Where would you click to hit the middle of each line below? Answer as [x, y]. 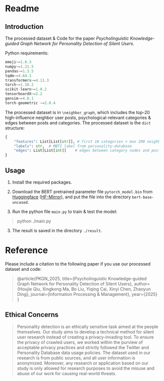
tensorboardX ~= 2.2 [24, 94]
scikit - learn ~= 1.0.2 [26, 89]
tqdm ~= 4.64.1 [18, 76]
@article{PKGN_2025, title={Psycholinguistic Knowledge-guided [82, 278]
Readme [22, 9]
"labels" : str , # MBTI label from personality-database [73, 146]
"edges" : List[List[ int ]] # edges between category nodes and [82, 151]
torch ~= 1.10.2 [20, 85]
